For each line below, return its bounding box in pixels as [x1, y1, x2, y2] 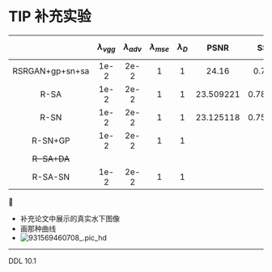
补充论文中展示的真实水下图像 [19, 214, 120, 224]
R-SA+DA [32, 153, 70, 165]
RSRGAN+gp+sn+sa [12, 65, 90, 77]
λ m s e [149, 41, 170, 54]
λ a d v [123, 41, 142, 54]
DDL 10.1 [8, 256, 36, 266]
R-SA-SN [32, 171, 70, 182]
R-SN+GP [32, 135, 70, 146]
